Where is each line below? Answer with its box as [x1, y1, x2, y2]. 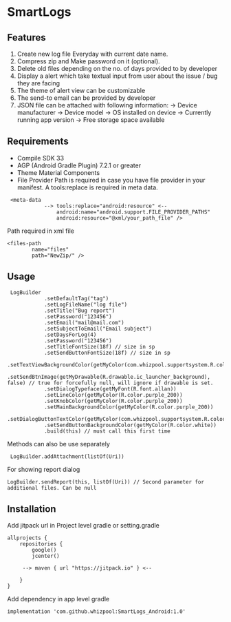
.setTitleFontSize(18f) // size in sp [43, 343, 155, 350]
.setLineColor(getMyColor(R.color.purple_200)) [43, 391, 184, 398]
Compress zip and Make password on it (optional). [16, 57, 160, 65]
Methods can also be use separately [7, 439, 110, 448]
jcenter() [32, 552, 60, 560]
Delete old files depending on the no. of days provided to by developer [16, 65, 218, 72]
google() [32, 547, 57, 554]
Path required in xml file [7, 227, 74, 235]
